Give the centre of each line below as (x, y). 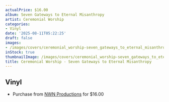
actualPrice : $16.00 (27, 10)
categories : (18, 24)
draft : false (19, 38)
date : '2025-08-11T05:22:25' (36, 33)
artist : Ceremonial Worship (35, 19)
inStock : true (20, 52)
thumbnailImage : (22, 57)
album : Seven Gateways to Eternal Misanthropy (55, 15)
